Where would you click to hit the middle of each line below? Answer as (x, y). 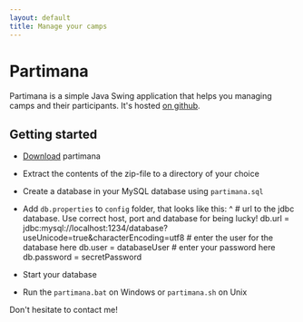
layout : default (40, 18)
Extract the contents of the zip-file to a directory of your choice (141, 174)
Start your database (59, 275)
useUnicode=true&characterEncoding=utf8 (103, 238)
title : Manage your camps (58, 26)
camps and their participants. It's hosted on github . (105, 106)
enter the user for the (234, 238)
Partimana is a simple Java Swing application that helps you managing (141, 96)
